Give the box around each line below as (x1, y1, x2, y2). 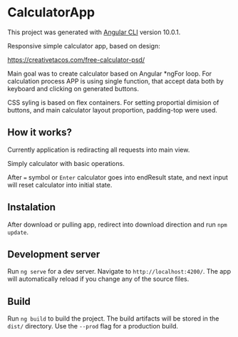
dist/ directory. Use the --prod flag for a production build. (7, 322, 178, 331)
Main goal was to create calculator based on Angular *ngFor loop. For (7, 69, 212, 78)
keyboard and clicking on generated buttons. (7, 84, 139, 93)
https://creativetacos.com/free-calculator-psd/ (7, 55, 145, 64)
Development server (7, 248, 100, 260)
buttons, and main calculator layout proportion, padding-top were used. (7, 105, 217, 114)
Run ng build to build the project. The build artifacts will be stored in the (7, 314, 219, 323)
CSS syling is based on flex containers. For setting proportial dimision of (7, 98, 219, 107)
